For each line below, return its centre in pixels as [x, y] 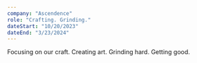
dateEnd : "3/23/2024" [38, 33]
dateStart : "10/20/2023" [43, 26]
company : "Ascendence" [40, 13]
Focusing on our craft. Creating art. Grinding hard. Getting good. [98, 52]
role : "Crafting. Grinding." [49, 20]
